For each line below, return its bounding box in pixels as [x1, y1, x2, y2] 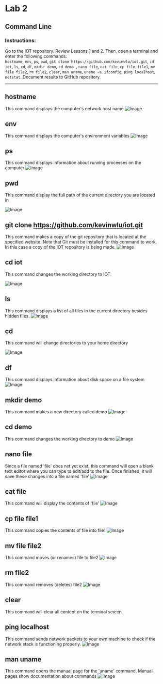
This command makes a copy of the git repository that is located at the [5, 234, 147, 240]
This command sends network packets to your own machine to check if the [5, 636, 156, 642]
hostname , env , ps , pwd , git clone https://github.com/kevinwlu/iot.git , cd [5, 58, 154, 64]
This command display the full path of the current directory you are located [5, 192, 155, 198]
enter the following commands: [5, 53, 67, 59]
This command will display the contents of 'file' [5, 501, 99, 506]
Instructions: [5, 37, 36, 44]
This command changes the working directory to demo [5, 436, 115, 442]
